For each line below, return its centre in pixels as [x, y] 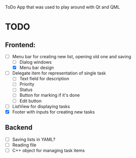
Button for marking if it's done [49, 95]
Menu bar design [37, 68]
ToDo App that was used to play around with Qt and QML [63, 7]
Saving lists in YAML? [34, 139]
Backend [19, 127]
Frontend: [20, 45]
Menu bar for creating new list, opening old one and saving [71, 56]
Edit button [31, 101]
